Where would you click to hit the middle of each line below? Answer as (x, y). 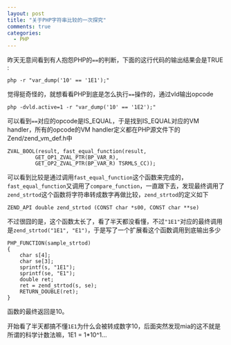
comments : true (29, 26)
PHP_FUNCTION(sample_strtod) (49, 243)
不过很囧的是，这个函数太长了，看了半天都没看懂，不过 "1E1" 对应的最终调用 (115, 222)
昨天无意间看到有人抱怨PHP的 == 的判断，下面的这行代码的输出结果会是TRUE (115, 60)
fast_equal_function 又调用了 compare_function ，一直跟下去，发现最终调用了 (116, 186)
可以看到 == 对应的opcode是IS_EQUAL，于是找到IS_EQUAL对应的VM (103, 121)
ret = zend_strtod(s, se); (58, 286)
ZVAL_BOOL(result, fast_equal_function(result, (77, 152)
